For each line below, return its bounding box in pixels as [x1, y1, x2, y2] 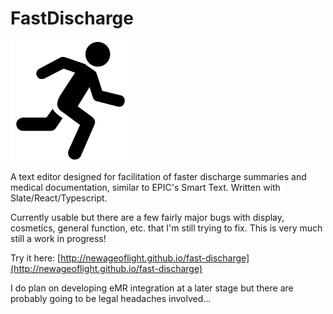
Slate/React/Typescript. [10, 192, 108, 204]
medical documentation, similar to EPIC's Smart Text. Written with [10, 181, 281, 193]
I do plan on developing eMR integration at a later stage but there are [10, 282, 294, 294]
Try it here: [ [10, 252, 62, 264]
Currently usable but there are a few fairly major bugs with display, [10, 211, 285, 223]
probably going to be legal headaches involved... [10, 292, 212, 304]
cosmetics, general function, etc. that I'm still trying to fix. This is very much [10, 222, 323, 234]
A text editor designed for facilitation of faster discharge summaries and [10, 170, 307, 182]
